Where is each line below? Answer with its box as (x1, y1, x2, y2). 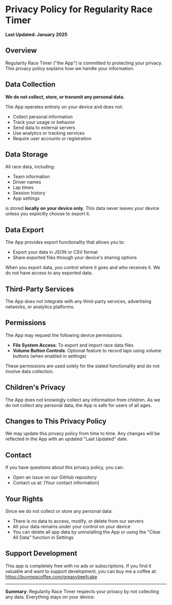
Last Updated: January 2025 (5, 31, 68, 37)
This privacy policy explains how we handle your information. (5, 65, 135, 71)
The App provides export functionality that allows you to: (5, 239, 125, 245)
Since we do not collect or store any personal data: (5, 508, 113, 514)
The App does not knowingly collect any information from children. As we (5, 397, 160, 403)
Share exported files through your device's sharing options (12, 254, 137, 261)
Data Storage (5, 150, 48, 159)
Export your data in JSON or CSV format (12, 249, 98, 255)
